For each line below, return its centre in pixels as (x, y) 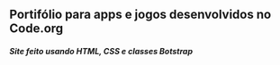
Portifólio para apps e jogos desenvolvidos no (140, 15)
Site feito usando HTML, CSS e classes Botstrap (101, 51)
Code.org (36, 29)
